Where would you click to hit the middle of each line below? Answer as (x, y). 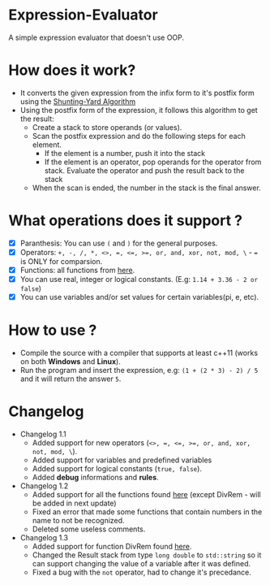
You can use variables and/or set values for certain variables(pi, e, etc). (139, 297)
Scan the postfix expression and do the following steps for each (139, 136)
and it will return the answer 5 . (71, 379)
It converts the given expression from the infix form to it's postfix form (137, 93)
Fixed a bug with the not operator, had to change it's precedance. (141, 572)
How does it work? (72, 70)
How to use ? (53, 330)
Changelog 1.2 (44, 486)
